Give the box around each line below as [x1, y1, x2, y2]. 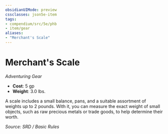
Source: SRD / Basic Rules [5, 123, 59, 129]
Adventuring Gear [5, 73, 42, 79]
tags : [5, 16, 16, 21]
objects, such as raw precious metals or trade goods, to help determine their [5, 108, 163, 114]
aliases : [5, 30, 23, 35]
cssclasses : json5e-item [5, 12, 57, 17]
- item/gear [5, 26, 30, 31]
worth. [5, 113, 18, 120]
